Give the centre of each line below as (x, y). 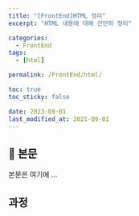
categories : (28, 38)
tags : (17, 53)
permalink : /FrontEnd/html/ (55, 75)
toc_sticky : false (39, 97)
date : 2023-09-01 (37, 111)
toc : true (25, 89)
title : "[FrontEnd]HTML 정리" (57, 16)
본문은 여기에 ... (33, 175)
